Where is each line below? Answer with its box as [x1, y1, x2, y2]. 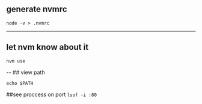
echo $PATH [6, 80, 34, 86]
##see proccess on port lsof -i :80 [6, 91, 97, 98]
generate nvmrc [6, 4, 67, 14]
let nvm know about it [6, 42, 89, 52]
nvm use [6, 58, 26, 64]
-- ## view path [6, 69, 45, 76]
